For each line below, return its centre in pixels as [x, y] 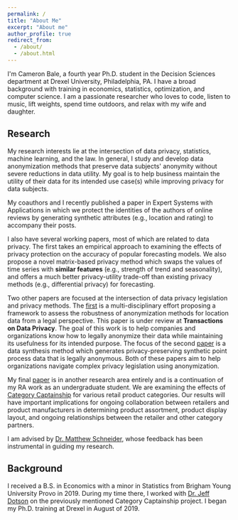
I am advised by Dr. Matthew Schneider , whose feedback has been [105, 438]
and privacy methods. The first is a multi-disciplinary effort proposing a [112, 305]
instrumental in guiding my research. [61, 446]
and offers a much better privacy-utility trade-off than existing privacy [110, 276]
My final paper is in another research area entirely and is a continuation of [115, 379]
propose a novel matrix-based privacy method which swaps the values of [115, 261]
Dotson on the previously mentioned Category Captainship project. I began [117, 501]
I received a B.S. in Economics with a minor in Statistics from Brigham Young [119, 486]
